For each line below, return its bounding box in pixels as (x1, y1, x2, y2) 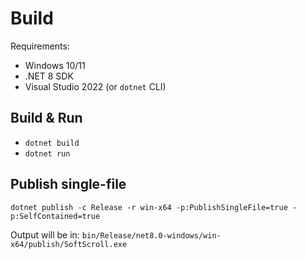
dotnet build (24, 138, 80, 148)
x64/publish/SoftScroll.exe (10, 239, 128, 249)
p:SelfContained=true (10, 211, 101, 221)
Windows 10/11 (24, 59, 86, 71)
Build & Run (10, 110, 83, 127)
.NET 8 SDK (24, 70, 74, 82)
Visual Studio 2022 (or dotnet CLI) (24, 80, 167, 92)
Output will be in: (10, 228, 80, 241)
